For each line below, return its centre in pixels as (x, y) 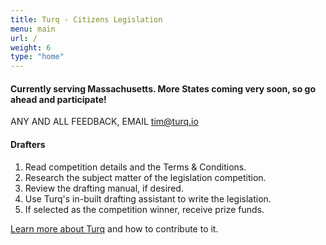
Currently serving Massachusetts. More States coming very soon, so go (163, 88)
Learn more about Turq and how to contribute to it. (114, 228)
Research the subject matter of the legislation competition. (145, 177)
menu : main (33, 29)
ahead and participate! (58, 99)
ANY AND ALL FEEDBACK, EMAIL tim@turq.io (104, 122)
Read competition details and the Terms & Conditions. (135, 167)
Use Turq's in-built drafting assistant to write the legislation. (148, 198)
